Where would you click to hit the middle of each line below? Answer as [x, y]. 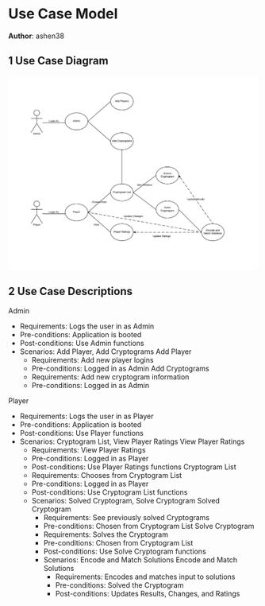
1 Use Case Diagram [58, 61]
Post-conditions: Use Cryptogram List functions [109, 492]
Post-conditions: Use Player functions [82, 433]
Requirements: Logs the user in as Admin [87, 326]
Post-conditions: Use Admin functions [82, 343]
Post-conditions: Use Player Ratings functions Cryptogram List [134, 467]
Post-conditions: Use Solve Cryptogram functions [125, 551]
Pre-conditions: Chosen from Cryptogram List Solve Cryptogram [149, 526]
